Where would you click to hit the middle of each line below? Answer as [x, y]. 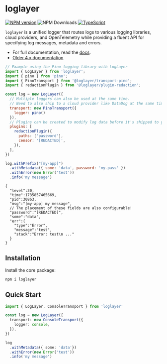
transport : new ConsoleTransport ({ [46, 320]
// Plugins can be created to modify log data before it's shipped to [84, 122]
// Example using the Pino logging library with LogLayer [66, 67]
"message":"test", [33, 230]
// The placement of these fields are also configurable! [71, 208]
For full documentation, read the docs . [51, 52]
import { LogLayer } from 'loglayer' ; [45, 71]
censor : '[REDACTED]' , [42, 141]
